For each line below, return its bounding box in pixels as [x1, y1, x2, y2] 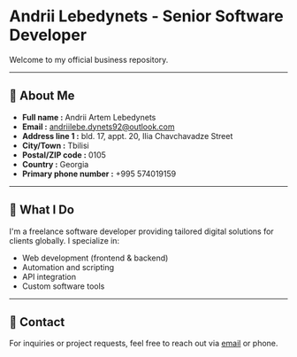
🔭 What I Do [9, 202, 75, 218]
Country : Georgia [21, 159, 89, 169]
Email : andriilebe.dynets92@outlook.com [21, 121, 175, 132]
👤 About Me [9, 89, 75, 104]
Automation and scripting [21, 261, 115, 272]
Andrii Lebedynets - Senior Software [9, 6, 285, 27]
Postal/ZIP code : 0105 [21, 149, 106, 160]
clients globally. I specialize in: [9, 235, 120, 245]
